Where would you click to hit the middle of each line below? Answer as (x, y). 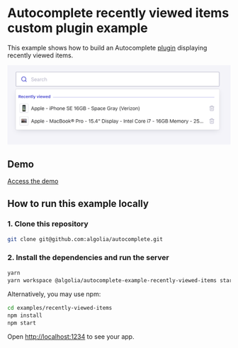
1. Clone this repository (48, 223)
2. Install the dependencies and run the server (88, 257)
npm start (22, 323)
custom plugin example (78, 28)
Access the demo (33, 181)
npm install (25, 315)
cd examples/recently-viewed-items (60, 308)
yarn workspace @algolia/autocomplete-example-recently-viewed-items (112, 281)
